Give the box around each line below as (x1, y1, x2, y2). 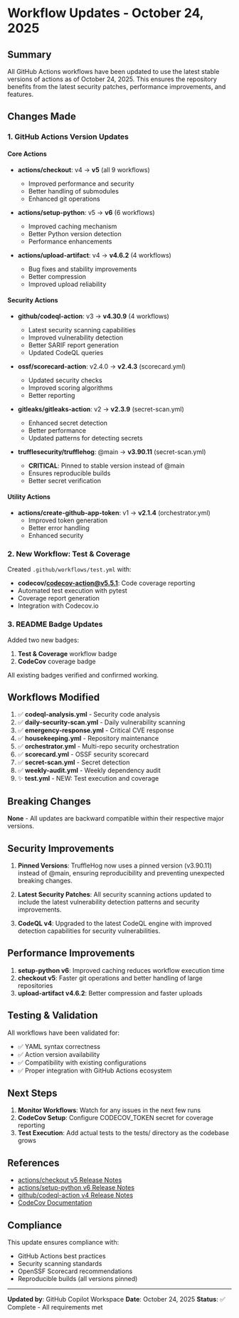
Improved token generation (28, 516, 108, 524)
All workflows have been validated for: (7, 1028, 119, 1037)
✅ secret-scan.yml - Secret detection (17, 758, 130, 766)
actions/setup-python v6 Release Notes (17, 1183, 135, 1192)
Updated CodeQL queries (28, 348, 104, 357)
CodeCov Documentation (17, 1198, 92, 1207)
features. (7, 90, 34, 98)
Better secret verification (28, 476, 102, 485)
